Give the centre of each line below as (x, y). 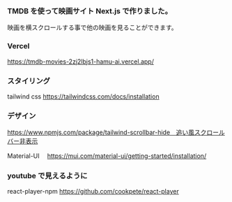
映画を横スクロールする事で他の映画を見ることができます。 (92, 28)
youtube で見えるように (47, 176)
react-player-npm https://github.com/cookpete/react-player (93, 192)
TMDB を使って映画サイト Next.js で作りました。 (90, 10)
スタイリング (29, 80)
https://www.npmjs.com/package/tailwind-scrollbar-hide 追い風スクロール (116, 132)
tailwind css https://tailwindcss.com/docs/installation (83, 96)
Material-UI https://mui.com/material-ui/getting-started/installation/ (107, 156)
